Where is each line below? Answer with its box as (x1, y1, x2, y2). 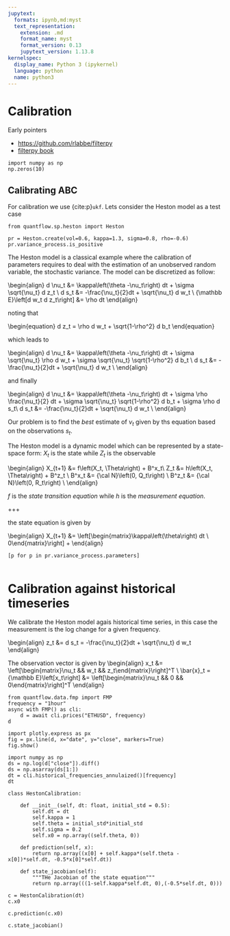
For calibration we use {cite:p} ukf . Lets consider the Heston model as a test (8, 203, 221, 211)
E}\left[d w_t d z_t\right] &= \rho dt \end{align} (8, 296, 138, 304)
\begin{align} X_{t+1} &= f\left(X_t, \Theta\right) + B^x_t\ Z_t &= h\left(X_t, (8, 464, 213, 472)
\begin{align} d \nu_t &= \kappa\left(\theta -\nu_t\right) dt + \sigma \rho (8, 390, 208, 398)
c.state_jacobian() (8, 922, 64, 929)
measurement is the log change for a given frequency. (8, 625, 161, 634)
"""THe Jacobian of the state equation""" (32, 874, 155, 881)
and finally (8, 376, 38, 385)
